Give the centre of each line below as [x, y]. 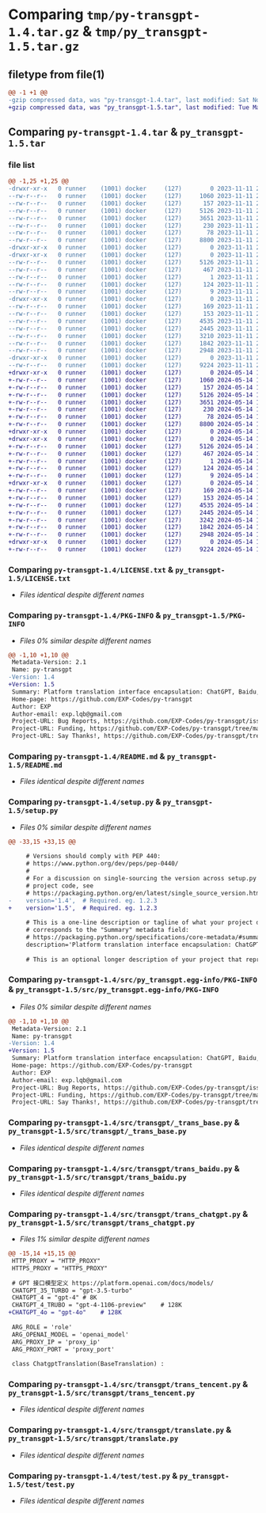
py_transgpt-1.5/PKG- [204, 616]
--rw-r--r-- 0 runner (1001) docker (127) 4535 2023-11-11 [131, 321]
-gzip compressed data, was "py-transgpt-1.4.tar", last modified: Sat [129, 100]
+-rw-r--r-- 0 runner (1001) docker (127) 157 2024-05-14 [131, 387]
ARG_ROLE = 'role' [42, 1327]
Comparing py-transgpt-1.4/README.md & [87, 756]
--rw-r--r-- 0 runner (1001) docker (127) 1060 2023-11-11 [131, 196]
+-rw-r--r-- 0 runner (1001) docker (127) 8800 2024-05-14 [131, 424]
